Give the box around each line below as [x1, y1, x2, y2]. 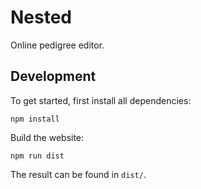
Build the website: [10, 131, 85, 143]
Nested [10, 6, 73, 29]
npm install [10, 114, 60, 124]
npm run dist [10, 151, 65, 161]
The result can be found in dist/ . [10, 168, 147, 180]
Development [10, 68, 97, 85]
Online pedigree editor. [10, 39, 105, 51]
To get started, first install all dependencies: [10, 94, 192, 106]
